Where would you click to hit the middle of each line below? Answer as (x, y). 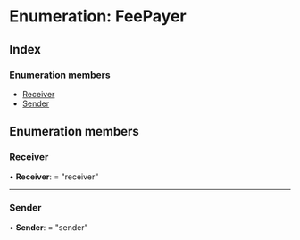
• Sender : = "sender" (49, 227)
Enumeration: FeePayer (98, 17)
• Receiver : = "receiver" (54, 177)
